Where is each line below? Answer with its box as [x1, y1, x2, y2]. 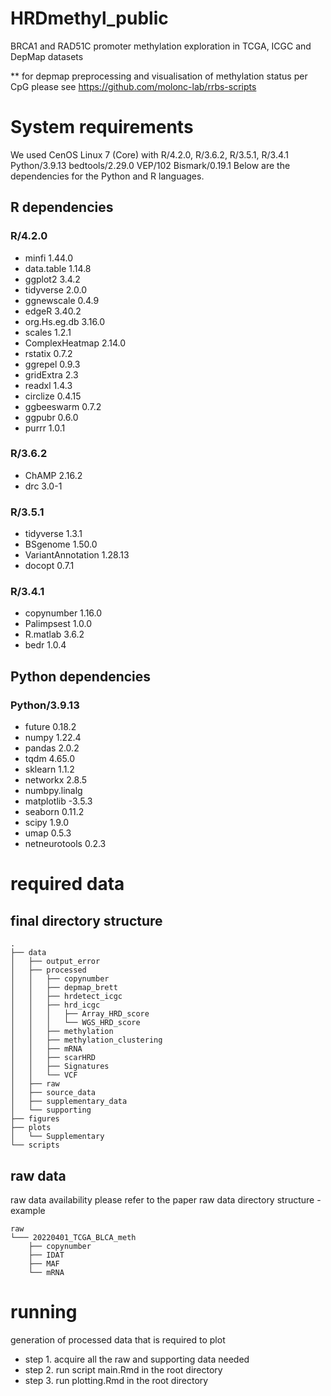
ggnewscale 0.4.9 [24, 294, 100, 306]
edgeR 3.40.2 [24, 305, 82, 317]
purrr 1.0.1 [24, 422, 66, 434]
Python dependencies [10, 668, 152, 685]
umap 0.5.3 [24, 827, 72, 839]
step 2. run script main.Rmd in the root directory [24, 1363, 223, 1376]
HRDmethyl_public [10, 7, 169, 30]
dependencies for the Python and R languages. [10, 170, 205, 182]
